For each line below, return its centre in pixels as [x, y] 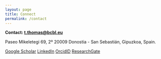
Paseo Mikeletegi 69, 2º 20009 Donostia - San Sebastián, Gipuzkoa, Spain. [80, 42]
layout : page [18, 10]
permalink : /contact [26, 19]
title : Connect [20, 14]
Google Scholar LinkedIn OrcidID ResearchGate [53, 51]
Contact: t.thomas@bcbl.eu [34, 33]
